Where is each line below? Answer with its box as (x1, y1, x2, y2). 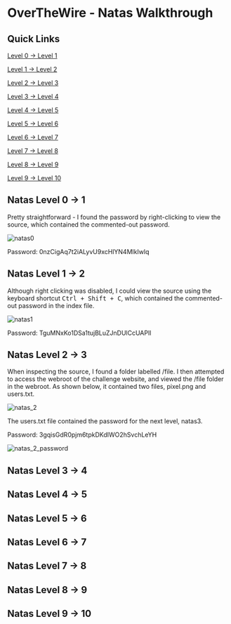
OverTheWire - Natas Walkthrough (7, 5, 213, 21)
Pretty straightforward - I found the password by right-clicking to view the (7, 213, 221, 221)
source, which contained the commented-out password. (7, 220, 170, 229)
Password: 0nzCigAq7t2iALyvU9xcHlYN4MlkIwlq (7, 247, 150, 255)
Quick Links (7, 33, 60, 45)
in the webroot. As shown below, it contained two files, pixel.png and (7, 383, 206, 391)
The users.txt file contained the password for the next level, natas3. (7, 417, 203, 425)
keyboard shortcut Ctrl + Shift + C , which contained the (7, 293, 184, 303)
